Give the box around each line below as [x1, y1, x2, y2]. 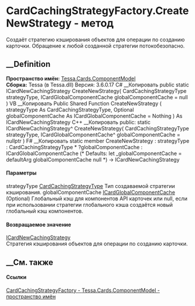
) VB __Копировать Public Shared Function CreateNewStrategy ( [6, 100, 162, 107]
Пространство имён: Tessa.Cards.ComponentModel [6, 75, 136, 82]
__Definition [6, 59, 51, 69]
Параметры [6, 169, 37, 177]
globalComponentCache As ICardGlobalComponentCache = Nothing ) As [6, 112, 183, 119]
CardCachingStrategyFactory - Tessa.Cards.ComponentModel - [6, 287, 160, 294]
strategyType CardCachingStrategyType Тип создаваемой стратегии [6, 182, 176, 189]
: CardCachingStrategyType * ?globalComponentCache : [6, 143, 143, 150]
